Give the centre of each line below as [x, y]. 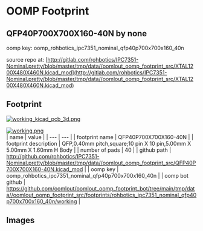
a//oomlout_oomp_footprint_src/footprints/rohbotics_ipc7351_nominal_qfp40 [101, 195]
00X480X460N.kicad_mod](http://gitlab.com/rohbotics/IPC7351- [87, 73]
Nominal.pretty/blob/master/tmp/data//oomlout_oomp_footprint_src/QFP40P [101, 163]
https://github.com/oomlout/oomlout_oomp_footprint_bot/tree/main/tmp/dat [101, 188]
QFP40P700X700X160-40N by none [77, 34]
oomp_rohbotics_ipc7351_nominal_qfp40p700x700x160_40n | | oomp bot [98, 175]
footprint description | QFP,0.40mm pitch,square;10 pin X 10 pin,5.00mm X [99, 143]
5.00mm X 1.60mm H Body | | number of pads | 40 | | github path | [89, 150]
